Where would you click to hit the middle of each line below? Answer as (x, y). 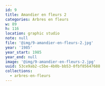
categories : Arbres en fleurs (37, 19)
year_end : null (21, 57)
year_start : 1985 (23, 52)
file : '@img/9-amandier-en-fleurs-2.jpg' (49, 43)
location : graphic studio (32, 33)
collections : (19, 71)
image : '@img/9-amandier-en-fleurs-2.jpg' (50, 62)
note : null (17, 38)
